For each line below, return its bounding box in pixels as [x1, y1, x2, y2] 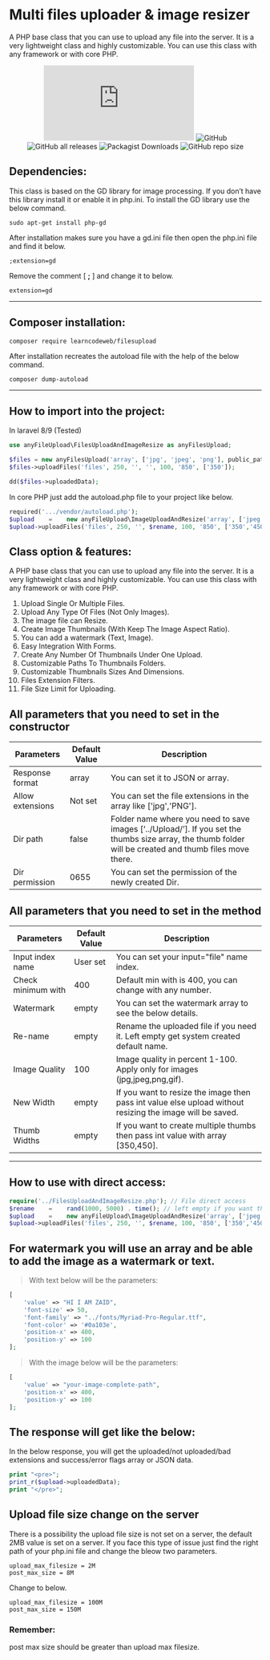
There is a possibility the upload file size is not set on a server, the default [9, 1529, 252, 1539]
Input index [13, 951, 55, 962]
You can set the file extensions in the [110, 791, 249, 802]
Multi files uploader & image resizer [9, 6, 251, 24]
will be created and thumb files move [110, 844, 249, 855]
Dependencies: [9, 165, 87, 178]
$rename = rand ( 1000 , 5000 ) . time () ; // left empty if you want [9, 1204, 253, 1213]
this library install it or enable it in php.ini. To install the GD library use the [9, 194, 251, 204]
